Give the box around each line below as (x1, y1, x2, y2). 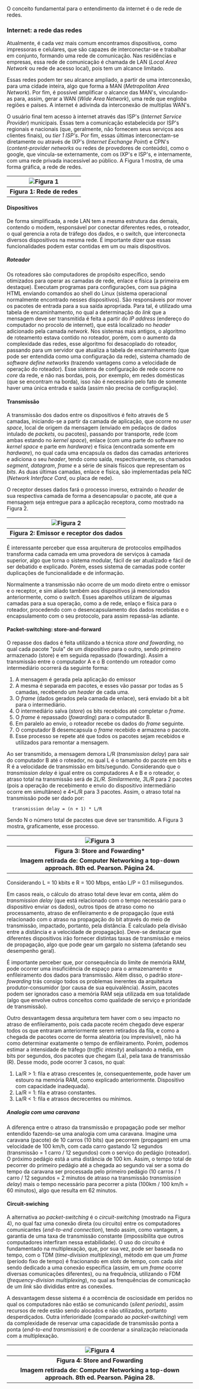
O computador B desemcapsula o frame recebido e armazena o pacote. (15, 726, 191, 733)
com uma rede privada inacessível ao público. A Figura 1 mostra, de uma (6, 157, 184, 164)
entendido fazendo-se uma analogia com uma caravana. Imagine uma (6, 1130, 177, 1137)
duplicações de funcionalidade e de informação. (6, 569, 125, 576)
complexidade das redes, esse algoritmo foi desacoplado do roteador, (6, 341, 177, 348)
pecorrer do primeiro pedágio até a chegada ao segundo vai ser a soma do (6, 1161, 190, 1168)
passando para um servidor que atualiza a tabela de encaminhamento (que (6, 347, 190, 354)
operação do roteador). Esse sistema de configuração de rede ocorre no (6, 365, 184, 373)
